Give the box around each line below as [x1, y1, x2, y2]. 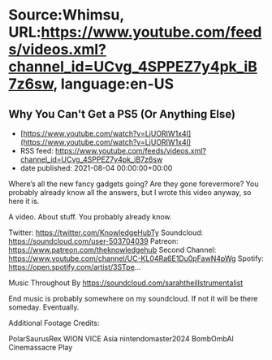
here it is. [8, 197, 40, 206]
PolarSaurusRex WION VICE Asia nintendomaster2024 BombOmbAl [8, 334, 234, 343]
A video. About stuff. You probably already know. [8, 212, 172, 221]
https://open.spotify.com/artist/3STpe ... [8, 262, 141, 271]
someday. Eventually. [8, 302, 80, 312]
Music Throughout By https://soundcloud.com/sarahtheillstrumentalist [8, 278, 244, 288]
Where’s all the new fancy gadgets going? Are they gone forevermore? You [8, 179, 259, 189]
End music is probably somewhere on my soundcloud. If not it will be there [8, 294, 258, 303]
